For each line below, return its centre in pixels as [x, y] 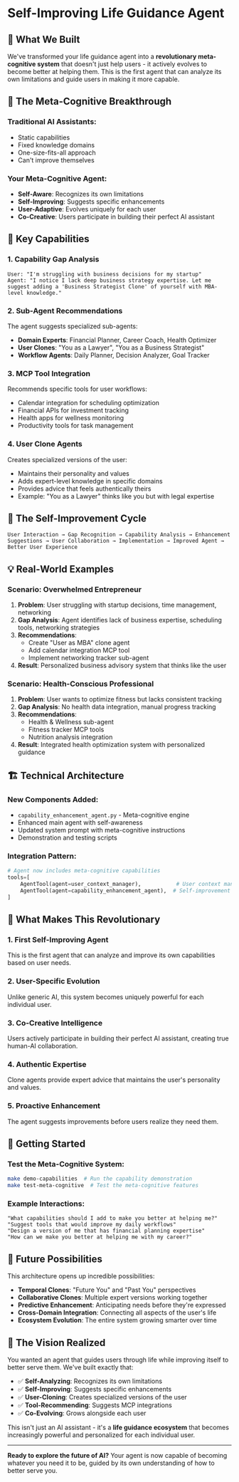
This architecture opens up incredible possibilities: [81, 1276]
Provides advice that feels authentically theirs [84, 489]
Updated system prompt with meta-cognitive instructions [101, 830]
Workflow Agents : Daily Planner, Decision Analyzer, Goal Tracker [113, 355]
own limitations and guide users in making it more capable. [94, 79]
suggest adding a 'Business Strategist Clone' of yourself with [105, 286]
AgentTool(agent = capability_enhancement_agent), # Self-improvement [126, 891]
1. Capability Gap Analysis [53, 259]
